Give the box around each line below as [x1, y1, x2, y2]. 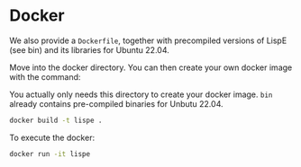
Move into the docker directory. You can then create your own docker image [9, 62, 293, 73]
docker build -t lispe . [9, 116, 103, 125]
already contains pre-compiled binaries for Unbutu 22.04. [9, 98, 223, 109]
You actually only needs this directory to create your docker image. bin [9, 89, 273, 100]
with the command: [9, 71, 81, 82]
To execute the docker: [9, 132, 96, 143]
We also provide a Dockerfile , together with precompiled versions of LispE [9, 35, 287, 46]
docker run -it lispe [9, 149, 91, 158]
